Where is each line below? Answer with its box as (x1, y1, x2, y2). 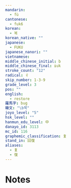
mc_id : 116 (5, 129, 28, 134)
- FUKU (9, 45, 23, 50)
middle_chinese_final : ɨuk (5, 63, 61, 68)
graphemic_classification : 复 (5, 134, 67, 139)
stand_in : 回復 (5, 138, 35, 143)
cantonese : (5, 17, 28, 22)
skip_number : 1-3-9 (5, 77, 46, 82)
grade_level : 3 (5, 82, 37, 87)
